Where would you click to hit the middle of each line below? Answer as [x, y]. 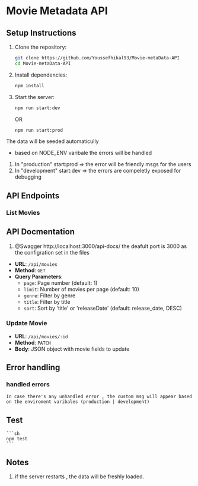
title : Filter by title [47, 301]
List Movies [23, 212]
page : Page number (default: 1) [60, 282]
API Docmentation [41, 232]
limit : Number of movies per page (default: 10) [81, 289]
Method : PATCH [33, 342]
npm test [17, 439]
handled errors [28, 385]
